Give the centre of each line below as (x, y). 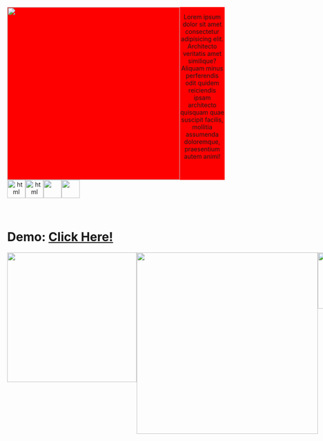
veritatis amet (202, 54)
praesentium (202, 149)
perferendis (202, 76)
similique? (202, 61)
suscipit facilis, (202, 120)
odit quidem (202, 83)
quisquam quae (202, 112)
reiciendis (202, 90)
